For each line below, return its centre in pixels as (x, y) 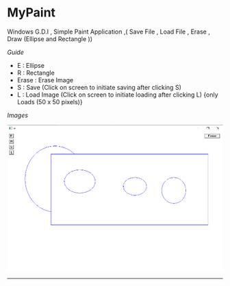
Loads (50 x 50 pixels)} (50, 102)
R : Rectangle (36, 73)
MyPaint (31, 13)
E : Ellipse (30, 65)
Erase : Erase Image (45, 80)
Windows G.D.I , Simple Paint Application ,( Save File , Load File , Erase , (108, 32)
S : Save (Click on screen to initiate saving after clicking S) (99, 87)
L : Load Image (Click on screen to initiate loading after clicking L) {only (117, 95)
